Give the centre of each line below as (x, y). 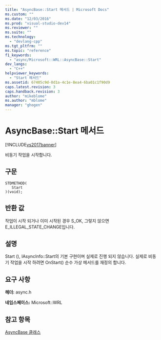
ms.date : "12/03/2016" (28, 19)
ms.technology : (20, 37)
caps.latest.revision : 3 (30, 87)
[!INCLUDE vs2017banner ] (31, 144)
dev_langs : (16, 64)
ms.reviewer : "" (21, 28)
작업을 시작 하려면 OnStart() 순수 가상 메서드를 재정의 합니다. (68, 263)
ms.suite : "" (18, 32)
